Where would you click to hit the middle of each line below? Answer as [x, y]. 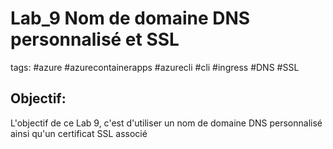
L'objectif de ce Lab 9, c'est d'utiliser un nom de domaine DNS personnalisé [166, 123]
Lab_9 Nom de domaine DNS [130, 18]
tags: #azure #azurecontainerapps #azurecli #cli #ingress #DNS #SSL [155, 67]
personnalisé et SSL [95, 39]
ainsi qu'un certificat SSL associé [79, 133]
